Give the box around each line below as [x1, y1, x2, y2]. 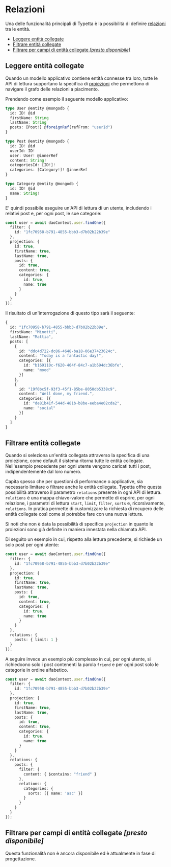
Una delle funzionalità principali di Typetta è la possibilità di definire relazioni [5, 20, 166, 27]
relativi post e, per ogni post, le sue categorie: [5, 210, 102, 216]
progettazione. [5, 855, 36, 862]
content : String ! [10, 157, 47, 163]
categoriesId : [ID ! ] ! [10, 163, 56, 168]
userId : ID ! [10, 148, 36, 153]
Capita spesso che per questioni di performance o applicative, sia [5, 478, 144, 485]
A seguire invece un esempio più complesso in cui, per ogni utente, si [5, 656, 151, 662]
